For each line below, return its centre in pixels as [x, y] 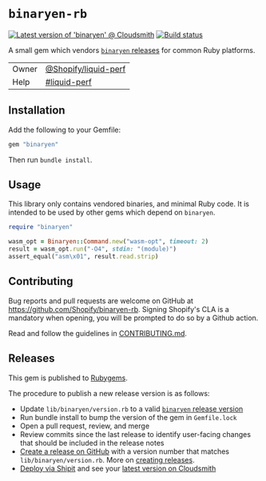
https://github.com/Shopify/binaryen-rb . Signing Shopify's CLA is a [119, 309]
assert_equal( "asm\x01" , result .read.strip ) [83, 257]
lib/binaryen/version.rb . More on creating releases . [107, 459]
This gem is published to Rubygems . [68, 378]
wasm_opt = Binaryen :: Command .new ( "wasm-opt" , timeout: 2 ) [109, 242]
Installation [37, 110]
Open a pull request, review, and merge [85, 426]
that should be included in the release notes [92, 443]
